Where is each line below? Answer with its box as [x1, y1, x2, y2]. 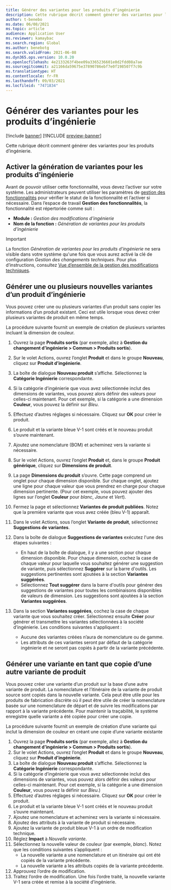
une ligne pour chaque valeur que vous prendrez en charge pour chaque [13, 483, 165, 489]
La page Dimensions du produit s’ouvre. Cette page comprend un [13, 472, 152, 478]
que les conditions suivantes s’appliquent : [13, 847, 102, 852]
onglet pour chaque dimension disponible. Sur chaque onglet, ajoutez [13, 478, 159, 484]
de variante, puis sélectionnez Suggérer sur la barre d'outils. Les [20, 566, 157, 572]
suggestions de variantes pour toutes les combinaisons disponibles [20, 588, 162, 594]
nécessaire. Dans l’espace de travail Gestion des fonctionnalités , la [6, 200, 148, 206]
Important [6, 236, 26, 242]
